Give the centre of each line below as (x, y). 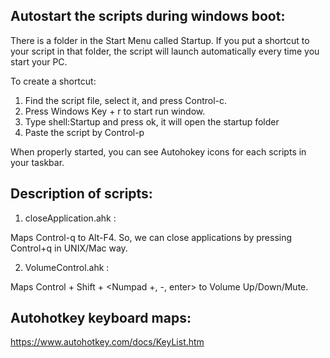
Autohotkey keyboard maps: (101, 318)
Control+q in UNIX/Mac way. (69, 248)
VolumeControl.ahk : (67, 267)
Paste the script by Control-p (84, 132)
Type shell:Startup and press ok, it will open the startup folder (152, 121)
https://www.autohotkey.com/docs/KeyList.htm (107, 342)
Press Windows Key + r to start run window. (115, 111)
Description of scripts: (81, 194)
